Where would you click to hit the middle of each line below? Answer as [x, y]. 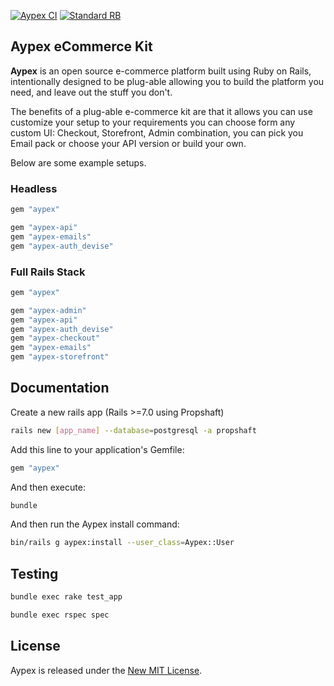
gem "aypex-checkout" [55, 338]
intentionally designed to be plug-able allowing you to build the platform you [167, 81]
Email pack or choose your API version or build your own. [128, 143]
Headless [34, 188]
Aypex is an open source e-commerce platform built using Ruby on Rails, [161, 71]
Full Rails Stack [48, 272]
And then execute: [48, 487]
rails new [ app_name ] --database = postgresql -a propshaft [133, 430]
